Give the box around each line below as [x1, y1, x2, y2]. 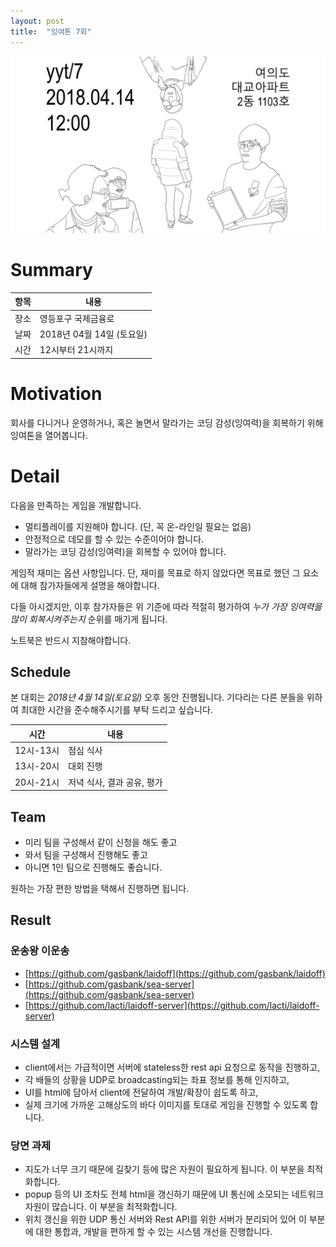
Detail [10, 465, 60, 487]
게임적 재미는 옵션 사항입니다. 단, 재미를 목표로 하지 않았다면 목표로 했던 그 [10, 566, 301, 579]
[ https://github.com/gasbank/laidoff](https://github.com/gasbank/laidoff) [24, 967, 326, 979]
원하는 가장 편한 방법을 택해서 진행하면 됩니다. [10, 882, 190, 894]
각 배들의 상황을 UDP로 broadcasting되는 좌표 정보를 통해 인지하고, [24, 1073, 290, 1085]
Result [10, 912, 52, 929]
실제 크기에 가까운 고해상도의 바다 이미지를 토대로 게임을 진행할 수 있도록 [24, 1098, 308, 1110]
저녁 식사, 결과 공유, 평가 [68, 776, 163, 788]
